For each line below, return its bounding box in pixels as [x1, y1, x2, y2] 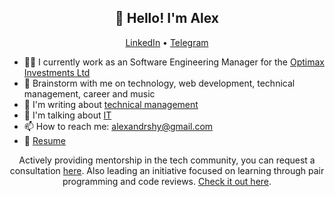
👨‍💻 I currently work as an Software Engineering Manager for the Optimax [23, 56, 325, 68]
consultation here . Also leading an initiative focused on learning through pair [9, 164, 325, 176]
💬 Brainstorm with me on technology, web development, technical [23, 77, 296, 89]
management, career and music [23, 87, 156, 100]
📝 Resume [23, 134, 66, 146]
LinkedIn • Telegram [125, 36, 209, 48]
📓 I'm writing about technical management [23, 98, 199, 110]
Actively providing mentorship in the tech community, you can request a [18, 154, 316, 166]
